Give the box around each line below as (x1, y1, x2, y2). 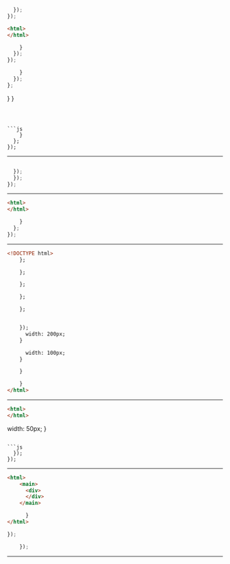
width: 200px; (25, 330, 66, 338)
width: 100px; (25, 349, 66, 356)
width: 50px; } (7, 424, 47, 432)
